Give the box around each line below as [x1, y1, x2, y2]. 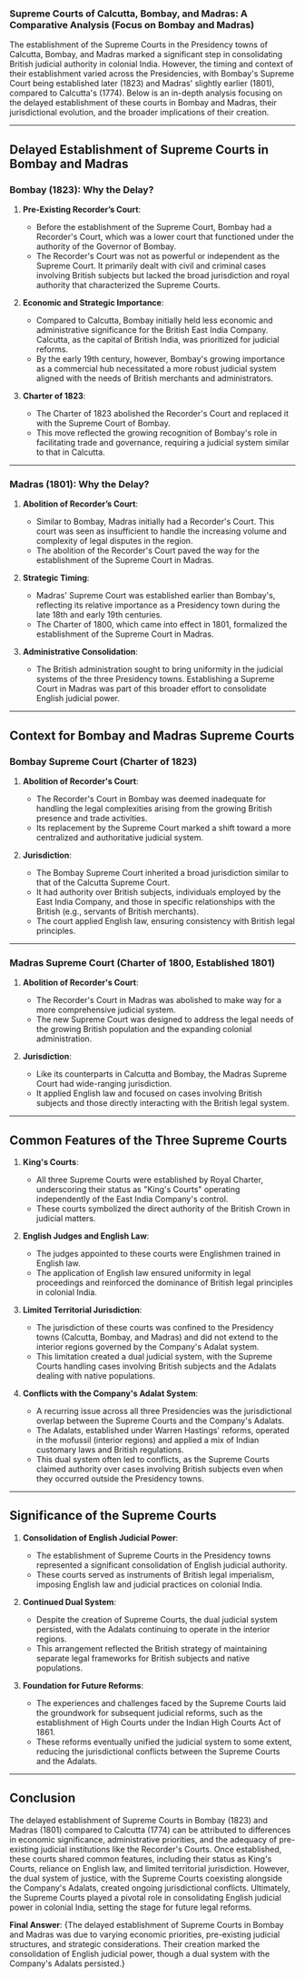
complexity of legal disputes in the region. [35, 536, 193, 547]
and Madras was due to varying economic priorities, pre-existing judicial [9, 1929, 280, 1940]
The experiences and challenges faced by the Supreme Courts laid [35, 1697, 287, 1708]
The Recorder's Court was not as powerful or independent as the [35, 250, 280, 261]
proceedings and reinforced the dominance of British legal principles [35, 1277, 293, 1289]
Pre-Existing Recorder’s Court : [22, 204, 142, 215]
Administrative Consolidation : [22, 647, 139, 658]
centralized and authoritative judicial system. [35, 831, 204, 843]
